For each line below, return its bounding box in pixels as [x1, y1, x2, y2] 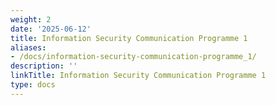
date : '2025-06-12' [10, 24, 92, 34]
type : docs [10, 80, 56, 90]
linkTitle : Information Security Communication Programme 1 [10, 71, 267, 81]
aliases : [10, 42, 47, 53]
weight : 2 [10, 14, 52, 25]
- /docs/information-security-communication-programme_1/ [10, 52, 257, 62]
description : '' [10, 61, 78, 71]
